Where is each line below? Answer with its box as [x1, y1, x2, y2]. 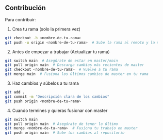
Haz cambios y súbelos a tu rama [12, 80, 79, 86]
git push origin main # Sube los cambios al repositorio [5, 130, 125, 135]
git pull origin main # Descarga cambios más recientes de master [5, 62, 145, 67]
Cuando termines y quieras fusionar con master [12, 108, 108, 113]
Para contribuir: [5, 16, 36, 22]
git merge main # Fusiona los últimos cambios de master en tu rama [5, 72, 149, 77]
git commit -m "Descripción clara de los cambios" [5, 94, 110, 99]
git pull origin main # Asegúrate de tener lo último [5, 121, 118, 126]
